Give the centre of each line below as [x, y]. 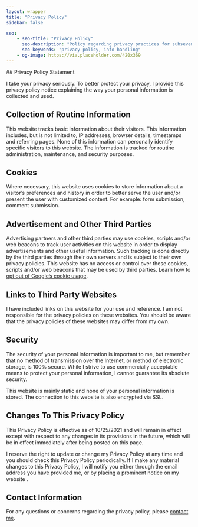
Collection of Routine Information [68, 115]
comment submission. [33, 206]
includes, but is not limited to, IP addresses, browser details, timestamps [94, 135]
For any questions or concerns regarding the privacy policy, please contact [97, 512]
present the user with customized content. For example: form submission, [95, 199]
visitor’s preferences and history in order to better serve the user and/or [93, 193]
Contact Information [44, 498]
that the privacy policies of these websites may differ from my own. [88, 321]
